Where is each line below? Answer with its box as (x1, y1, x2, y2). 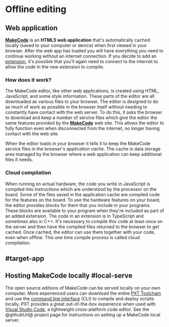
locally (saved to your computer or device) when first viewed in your (5, 42, 147, 48)
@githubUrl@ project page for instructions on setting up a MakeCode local (5, 311, 160, 317)
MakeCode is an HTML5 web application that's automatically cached (5, 37, 150, 43)
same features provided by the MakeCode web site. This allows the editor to (5, 120, 164, 126)
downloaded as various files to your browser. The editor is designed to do (5, 98, 159, 104)
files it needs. (5, 156, 33, 162)
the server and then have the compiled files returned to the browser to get (5, 224, 159, 230)
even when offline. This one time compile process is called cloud (5, 234, 140, 240)
